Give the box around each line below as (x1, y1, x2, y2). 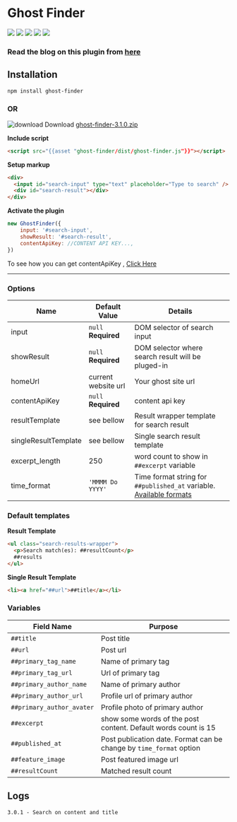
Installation (7, 69, 58, 81)
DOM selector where (134, 343, 203, 353)
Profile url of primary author (101, 691, 193, 700)
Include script (7, 134, 49, 142)
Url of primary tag (101, 668, 160, 678)
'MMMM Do (88, 478, 118, 486)
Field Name (32, 621, 72, 631)
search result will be (134, 351, 201, 361)
